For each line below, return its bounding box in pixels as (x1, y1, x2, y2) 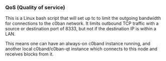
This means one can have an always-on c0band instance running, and (5, 41, 150, 47)
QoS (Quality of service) (5, 4, 65, 11)
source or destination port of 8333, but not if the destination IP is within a (5, 26, 156, 32)
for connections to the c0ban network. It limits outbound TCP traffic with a (5, 20, 159, 26)
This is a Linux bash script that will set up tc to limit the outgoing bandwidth (5, 15, 161, 21)
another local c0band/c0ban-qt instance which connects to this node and (5, 46, 157, 52)
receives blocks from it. (5, 51, 54, 57)
